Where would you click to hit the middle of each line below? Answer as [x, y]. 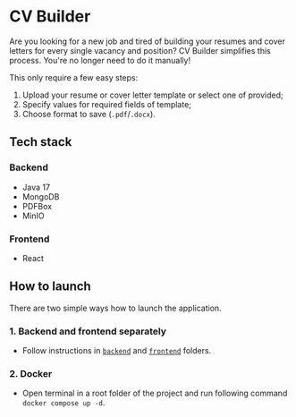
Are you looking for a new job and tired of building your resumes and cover [148, 41]
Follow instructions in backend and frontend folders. [117, 351]
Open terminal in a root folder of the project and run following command [155, 393]
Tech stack [41, 142]
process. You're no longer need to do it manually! [100, 60]
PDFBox [37, 206]
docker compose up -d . [63, 403]
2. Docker [31, 373]
